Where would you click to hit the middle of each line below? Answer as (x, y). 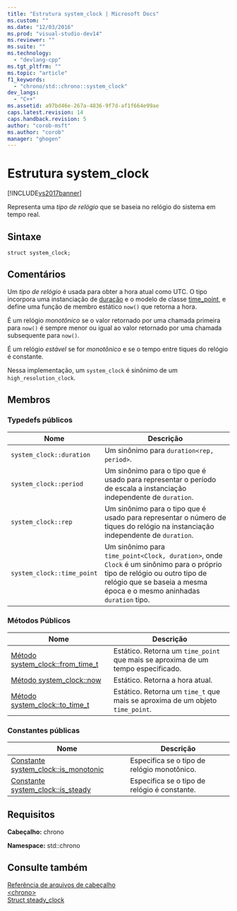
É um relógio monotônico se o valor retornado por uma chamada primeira (114, 320)
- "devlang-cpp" (37, 60)
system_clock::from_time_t (55, 664)
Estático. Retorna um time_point (167, 651)
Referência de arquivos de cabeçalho (62, 885)
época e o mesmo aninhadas (152, 591)
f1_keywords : (26, 80)
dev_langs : (23, 93)
